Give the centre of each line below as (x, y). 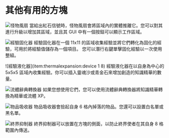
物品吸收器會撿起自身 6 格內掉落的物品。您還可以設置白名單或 (99, 107)
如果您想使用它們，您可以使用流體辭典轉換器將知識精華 (100, 89)
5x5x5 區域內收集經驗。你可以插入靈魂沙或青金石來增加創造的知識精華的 (81, 72)
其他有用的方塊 (37, 10)
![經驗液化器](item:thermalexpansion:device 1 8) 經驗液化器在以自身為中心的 (85, 66)
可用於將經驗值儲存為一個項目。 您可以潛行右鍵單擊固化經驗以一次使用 (88, 49)
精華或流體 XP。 (31, 96)
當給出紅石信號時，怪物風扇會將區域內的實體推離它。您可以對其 (96, 25)
